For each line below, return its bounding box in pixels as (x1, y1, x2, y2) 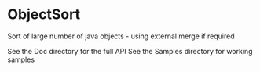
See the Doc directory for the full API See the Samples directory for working (7, 46, 253, 56)
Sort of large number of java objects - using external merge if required (7, 31, 235, 41)
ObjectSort (7, 5, 80, 23)
